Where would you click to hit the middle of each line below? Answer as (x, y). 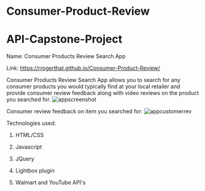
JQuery (25, 159)
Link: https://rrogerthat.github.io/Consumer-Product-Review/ (83, 68)
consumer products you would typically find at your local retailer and (93, 86)
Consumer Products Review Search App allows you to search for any (94, 80)
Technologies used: (31, 123)
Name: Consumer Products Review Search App (66, 56)
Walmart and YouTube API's (50, 182)
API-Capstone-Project (64, 39)
